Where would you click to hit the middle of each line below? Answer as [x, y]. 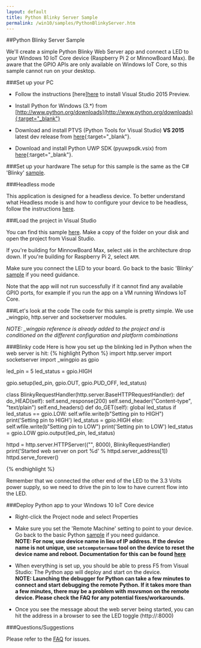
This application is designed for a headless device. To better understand [96, 196]
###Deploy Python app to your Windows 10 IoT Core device [80, 505]
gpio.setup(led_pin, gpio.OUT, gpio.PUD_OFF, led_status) [76, 383]
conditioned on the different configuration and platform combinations [92, 335]
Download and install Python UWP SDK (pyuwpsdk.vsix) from [91, 149]
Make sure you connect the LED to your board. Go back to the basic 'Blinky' [100, 268]
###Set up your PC [30, 82]
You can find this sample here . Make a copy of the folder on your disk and [97, 232]
